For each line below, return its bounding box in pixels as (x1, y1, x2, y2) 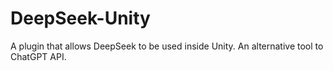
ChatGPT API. (10, 50, 67, 62)
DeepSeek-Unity (10, 7, 151, 30)
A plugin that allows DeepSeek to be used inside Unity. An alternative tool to (10, 40, 324, 52)
